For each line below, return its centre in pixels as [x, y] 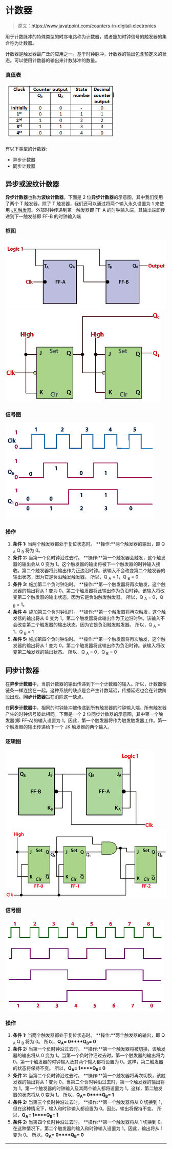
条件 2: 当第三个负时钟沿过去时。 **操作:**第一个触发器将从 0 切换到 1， [89, 1102]
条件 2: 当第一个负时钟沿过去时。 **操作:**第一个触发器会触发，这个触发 [89, 558]
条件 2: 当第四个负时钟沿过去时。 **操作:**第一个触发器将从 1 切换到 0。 [89, 1122]
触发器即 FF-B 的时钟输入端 [52, 216]
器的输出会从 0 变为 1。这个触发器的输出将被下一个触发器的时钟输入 [84, 564]
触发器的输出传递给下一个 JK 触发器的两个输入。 [61, 727]
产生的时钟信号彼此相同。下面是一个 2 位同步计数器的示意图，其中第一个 [82, 714]
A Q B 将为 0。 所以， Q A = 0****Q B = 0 [54, 1042]
